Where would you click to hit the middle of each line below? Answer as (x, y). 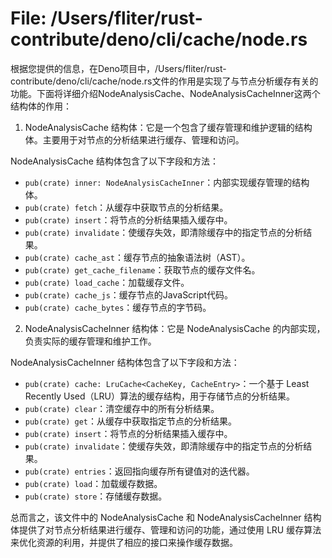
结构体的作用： (41, 106)
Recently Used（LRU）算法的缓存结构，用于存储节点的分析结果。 (159, 396)
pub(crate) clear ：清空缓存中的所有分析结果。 (122, 408)
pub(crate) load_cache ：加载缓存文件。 (107, 282)
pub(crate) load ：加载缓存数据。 (93, 483)
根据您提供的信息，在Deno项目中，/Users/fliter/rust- (118, 68)
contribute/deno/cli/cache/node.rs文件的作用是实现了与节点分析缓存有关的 (164, 81)
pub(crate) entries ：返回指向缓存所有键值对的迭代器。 (139, 471)
